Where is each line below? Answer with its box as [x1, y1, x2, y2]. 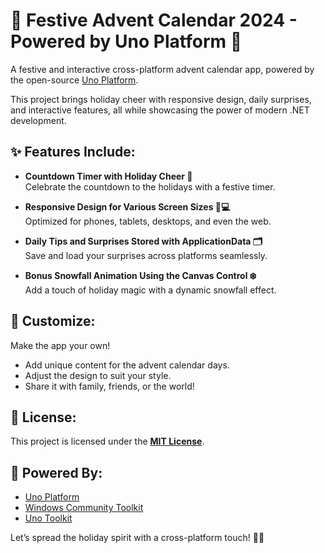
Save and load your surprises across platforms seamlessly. [24, 249, 268, 261]
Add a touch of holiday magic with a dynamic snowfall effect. [24, 284, 277, 296]
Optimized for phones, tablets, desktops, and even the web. [24, 215, 272, 227]
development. [10, 114, 67, 126]
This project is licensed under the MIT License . [10, 435, 205, 448]
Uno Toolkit [24, 512, 73, 524]
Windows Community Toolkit [24, 502, 144, 514]
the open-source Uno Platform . [10, 74, 139, 86]
